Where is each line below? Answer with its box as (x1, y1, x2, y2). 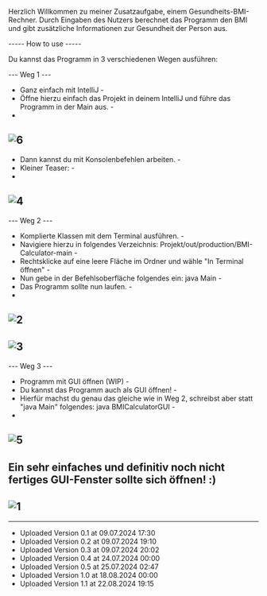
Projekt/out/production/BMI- (160, 239, 253, 249)
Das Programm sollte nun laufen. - (19, 281, 133, 291)
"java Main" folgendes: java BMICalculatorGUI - (19, 401, 176, 412)
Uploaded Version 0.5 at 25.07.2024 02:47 (19, 562, 159, 571)
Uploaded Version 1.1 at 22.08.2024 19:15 (19, 579, 155, 589)
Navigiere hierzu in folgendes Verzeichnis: (19, 239, 159, 249)
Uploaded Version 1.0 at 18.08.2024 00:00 (19, 571, 159, 580)
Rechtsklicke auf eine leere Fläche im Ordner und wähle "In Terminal (19, 256, 244, 265)
